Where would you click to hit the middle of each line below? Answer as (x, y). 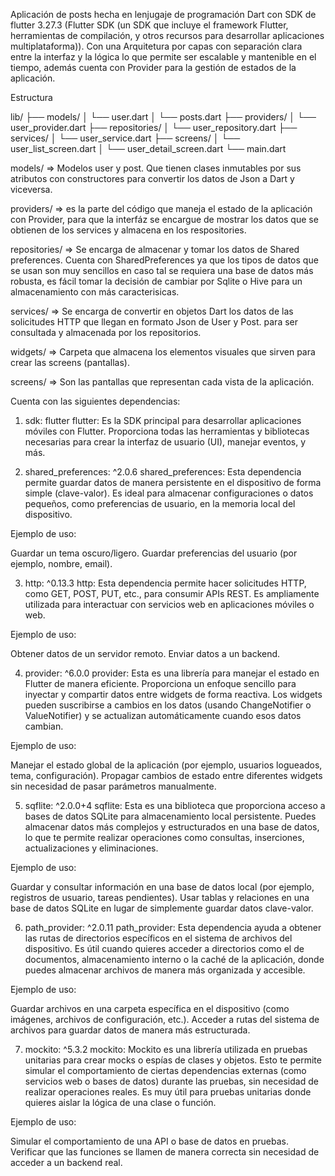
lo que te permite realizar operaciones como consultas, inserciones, (164, 837)
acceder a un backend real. (66, 1162)
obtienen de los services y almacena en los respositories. (128, 230)
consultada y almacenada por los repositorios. (106, 332)
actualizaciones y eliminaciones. (91, 848)
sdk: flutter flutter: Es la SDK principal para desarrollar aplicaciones (163, 420)
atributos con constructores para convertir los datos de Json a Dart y (152, 178)
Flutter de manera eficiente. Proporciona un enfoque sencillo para (160, 683)
